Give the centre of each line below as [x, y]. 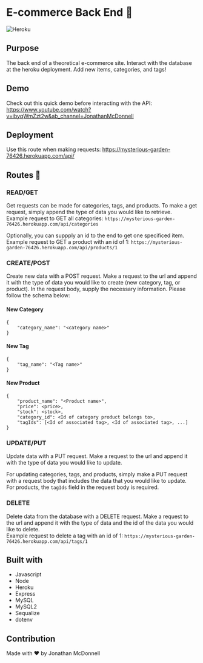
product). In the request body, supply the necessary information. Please [96, 289]
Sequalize [28, 613]
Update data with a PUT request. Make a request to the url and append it [97, 456]
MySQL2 [26, 607]
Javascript [28, 574]
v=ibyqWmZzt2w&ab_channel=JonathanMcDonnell [70, 116]
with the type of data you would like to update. [64, 463]
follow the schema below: [38, 295]
